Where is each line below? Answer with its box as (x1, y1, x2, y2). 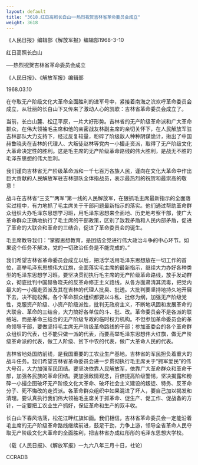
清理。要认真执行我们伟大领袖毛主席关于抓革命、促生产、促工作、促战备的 (6, 395, 187, 402)
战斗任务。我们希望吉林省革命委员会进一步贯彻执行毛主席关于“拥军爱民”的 (6, 358, 187, 365)
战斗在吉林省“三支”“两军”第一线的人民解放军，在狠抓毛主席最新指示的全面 (6, 195, 186, 202)
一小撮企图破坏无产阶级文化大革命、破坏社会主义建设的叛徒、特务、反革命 (11, 380, 192, 387)
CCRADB (6, 454, 28, 461)
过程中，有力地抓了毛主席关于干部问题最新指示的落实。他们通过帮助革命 (11, 202, 187, 209)
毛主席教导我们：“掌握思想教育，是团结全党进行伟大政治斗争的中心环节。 (6, 237, 184, 244)
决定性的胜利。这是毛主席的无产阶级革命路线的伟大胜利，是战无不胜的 (21, 148, 192, 155)
